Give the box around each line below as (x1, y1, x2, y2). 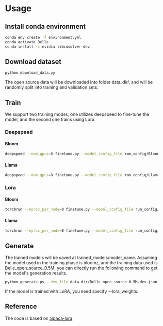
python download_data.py (5, 70, 55, 75)
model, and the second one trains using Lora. (5, 117, 96, 122)
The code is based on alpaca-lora (5, 315, 73, 321)
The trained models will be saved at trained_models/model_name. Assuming (5, 255, 158, 260)
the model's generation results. (5, 270, 67, 276)
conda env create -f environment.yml (5, 35, 81, 40)
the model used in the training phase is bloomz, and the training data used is (5, 260, 158, 266)
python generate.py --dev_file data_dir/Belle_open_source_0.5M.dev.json (5, 280, 158, 285)
